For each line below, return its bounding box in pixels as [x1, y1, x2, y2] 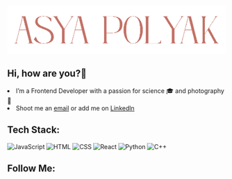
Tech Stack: [7, 124, 60, 136]
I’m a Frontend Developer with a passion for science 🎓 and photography [16, 86, 224, 95]
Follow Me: [7, 162, 56, 175]
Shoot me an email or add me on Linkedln [16, 103, 135, 112]
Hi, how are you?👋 [7, 68, 87, 80]
